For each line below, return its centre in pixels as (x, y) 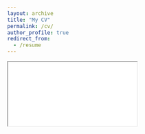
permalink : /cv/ (30, 26)
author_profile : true (38, 32)
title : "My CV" (29, 20)
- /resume (27, 45)
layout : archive (30, 13)
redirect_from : (29, 39)
